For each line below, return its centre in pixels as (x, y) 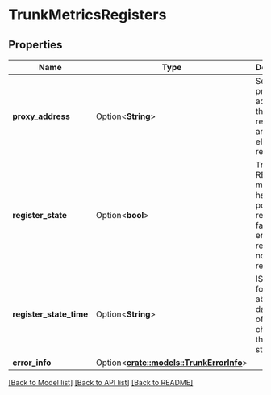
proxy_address (42, 116)
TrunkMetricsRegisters (88, 15)
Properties (35, 45)
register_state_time (50, 314)
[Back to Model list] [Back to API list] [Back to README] (101, 382)
